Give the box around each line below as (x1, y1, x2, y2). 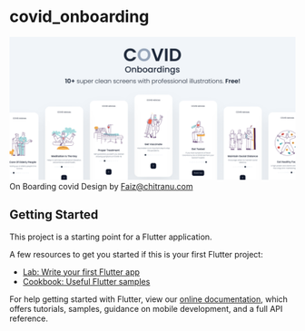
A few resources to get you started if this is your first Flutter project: (9, 248, 263, 259)
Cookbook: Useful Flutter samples (22, 276, 151, 287)
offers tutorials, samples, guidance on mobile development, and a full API (9, 303, 283, 314)
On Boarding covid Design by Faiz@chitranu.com (9, 180, 193, 191)
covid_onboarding (9, 6, 150, 27)
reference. (9, 313, 48, 324)
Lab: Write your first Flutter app (22, 266, 141, 277)
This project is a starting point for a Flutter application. (9, 231, 212, 242)
